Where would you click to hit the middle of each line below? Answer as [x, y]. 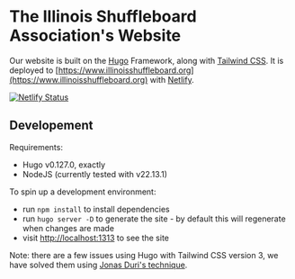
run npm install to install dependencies [96, 209]
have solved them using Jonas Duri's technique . [98, 265]
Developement [51, 126]
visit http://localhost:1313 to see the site [95, 238]
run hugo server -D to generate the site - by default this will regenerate [154, 219]
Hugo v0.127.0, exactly [64, 165]
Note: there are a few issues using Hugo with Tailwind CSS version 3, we [144, 255]
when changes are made [68, 228]
